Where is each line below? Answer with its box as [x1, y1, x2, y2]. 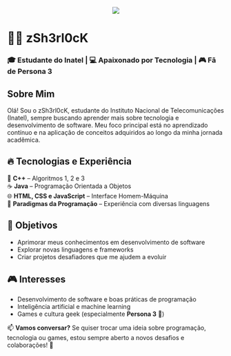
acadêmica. [7, 135, 41, 144]
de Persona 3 [7, 66, 53, 76]
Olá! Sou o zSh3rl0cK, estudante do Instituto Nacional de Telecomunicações [7, 106, 224, 114]
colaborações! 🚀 [7, 341, 54, 349]
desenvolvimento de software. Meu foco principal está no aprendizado [7, 121, 208, 129]
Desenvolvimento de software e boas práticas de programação [17, 295, 197, 303]
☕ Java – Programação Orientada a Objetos [7, 182, 132, 190]
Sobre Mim [7, 88, 55, 100]
